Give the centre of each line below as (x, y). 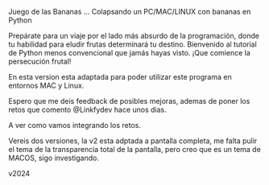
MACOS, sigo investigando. (54, 158)
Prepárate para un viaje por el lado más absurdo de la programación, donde (134, 36)
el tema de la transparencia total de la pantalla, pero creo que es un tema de (135, 149)
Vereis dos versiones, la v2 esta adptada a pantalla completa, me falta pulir (133, 141)
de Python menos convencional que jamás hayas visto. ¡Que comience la (130, 53)
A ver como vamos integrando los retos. (74, 125)
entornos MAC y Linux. (46, 85)
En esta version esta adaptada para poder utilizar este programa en (120, 77)
